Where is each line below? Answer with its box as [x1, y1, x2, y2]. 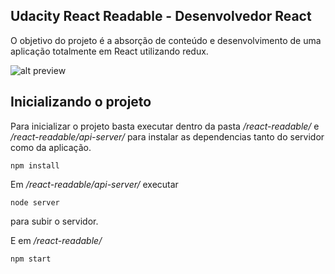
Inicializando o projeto [10, 94, 152, 111]
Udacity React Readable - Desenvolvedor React [10, 8, 312, 25]
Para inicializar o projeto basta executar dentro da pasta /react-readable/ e [10, 120, 320, 132]
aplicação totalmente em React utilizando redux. [10, 45, 209, 57]
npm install [10, 160, 60, 171]
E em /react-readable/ [10, 234, 103, 246]
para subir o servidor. [10, 215, 99, 227]
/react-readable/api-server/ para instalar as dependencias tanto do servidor [10, 130, 325, 143]
